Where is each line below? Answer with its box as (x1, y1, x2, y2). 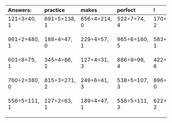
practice (44, 7, 65, 13)
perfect (117, 7, 136, 13)
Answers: (8, 7, 32, 13)
